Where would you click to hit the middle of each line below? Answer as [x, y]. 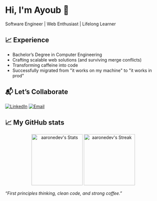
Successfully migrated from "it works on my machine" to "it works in [82, 70]
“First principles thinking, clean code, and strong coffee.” [64, 194]
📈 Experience [27, 40]
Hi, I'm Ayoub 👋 [37, 10]
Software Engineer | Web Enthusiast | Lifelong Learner [61, 24]
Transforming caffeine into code [45, 65]
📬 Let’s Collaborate [37, 92]
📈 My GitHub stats [35, 122]
